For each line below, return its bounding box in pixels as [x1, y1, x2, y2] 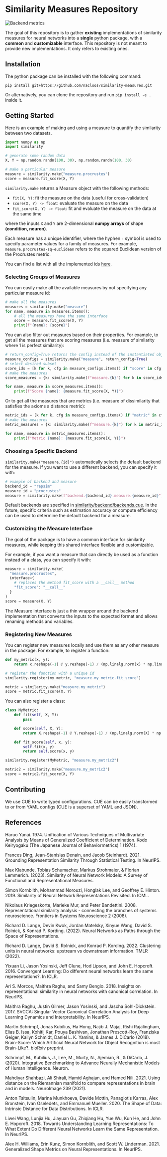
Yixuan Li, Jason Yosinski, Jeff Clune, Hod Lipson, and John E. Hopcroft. [5, 963, 154, 968]
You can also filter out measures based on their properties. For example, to [5, 332, 159, 338]
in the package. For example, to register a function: [5, 647, 110, 653]
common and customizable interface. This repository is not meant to [5, 40, 148, 46]
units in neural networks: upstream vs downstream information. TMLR [5, 948, 148, 954]
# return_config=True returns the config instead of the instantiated [5, 352, 155, 357]
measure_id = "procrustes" [5, 488, 61, 493]
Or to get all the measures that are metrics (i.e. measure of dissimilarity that [5, 398, 160, 404]
